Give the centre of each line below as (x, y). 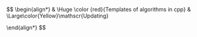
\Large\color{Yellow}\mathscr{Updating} (58, 16)
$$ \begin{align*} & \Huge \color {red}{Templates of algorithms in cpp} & (99, 9)
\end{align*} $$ (26, 28)
